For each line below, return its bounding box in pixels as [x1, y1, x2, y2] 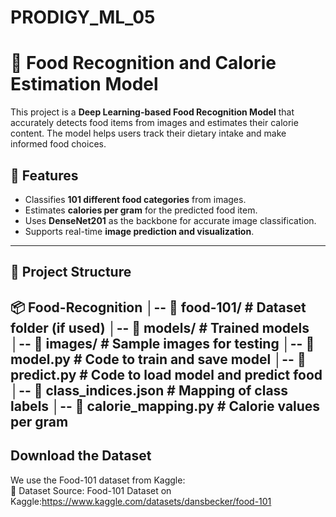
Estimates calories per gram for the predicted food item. [24, 204, 258, 216]
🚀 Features [10, 167, 79, 184]
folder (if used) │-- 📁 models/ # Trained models [10, 319, 310, 336]
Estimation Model [10, 73, 159, 96]
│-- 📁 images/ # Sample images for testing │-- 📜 [10, 335, 315, 352]
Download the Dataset [10, 447, 152, 465]
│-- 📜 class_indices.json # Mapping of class [10, 382, 289, 399]
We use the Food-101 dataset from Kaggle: [10, 474, 186, 486]
